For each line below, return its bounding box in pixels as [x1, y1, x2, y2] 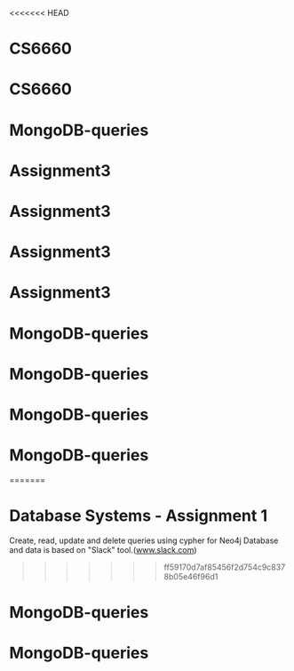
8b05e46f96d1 [163, 571, 219, 581]
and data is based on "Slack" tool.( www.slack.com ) [9, 544, 197, 555]
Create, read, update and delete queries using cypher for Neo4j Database [9, 535, 279, 546]
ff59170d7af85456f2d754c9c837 [163, 562, 286, 572]
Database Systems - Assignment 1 [9, 506, 268, 525]
